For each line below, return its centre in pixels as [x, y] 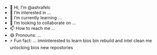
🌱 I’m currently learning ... [36, 18]
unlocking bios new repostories [41, 48]
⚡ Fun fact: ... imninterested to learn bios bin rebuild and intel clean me [81, 41]
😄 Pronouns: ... [25, 35]
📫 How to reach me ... [32, 28]
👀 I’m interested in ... [30, 13]
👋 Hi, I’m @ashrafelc [30, 7]
